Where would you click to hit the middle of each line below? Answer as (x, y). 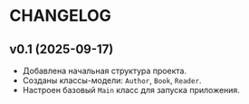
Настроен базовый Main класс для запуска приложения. (131, 90)
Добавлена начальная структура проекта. (105, 71)
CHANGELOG (60, 16)
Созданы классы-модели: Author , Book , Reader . (112, 80)
